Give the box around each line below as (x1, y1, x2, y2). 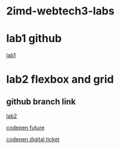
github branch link (6, 96, 76, 106)
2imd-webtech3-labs (6, 4, 115, 18)
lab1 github (6, 32, 62, 46)
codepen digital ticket (6, 136, 60, 143)
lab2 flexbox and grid (6, 73, 114, 87)
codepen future (6, 124, 45, 132)
